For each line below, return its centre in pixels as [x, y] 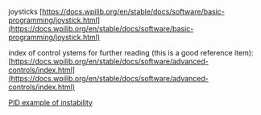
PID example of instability [50, 103]
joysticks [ [25, 12]
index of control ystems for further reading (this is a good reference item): [131, 53]
